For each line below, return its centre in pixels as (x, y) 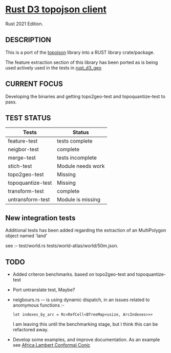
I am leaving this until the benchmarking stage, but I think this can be (85, 324)
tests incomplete (77, 158)
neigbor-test (24, 149)
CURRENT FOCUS (34, 84)
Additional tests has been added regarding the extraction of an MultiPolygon (86, 231)
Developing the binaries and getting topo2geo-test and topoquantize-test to (85, 96)
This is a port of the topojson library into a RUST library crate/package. (80, 52)
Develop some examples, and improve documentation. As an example (86, 340)
